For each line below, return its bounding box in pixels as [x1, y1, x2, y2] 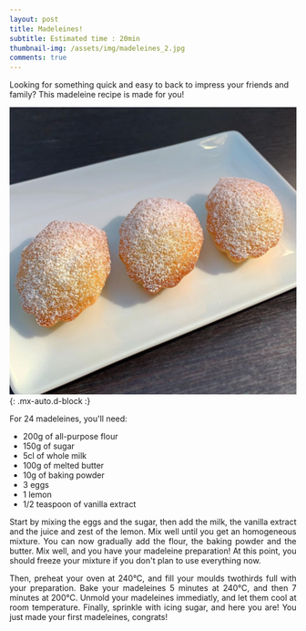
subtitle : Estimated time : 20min [9, 34, 141, 43]
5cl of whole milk [22, 450, 87, 461]
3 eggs [22, 480, 50, 491]
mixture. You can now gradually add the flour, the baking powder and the [9, 536, 297, 547]
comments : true [9, 53, 67, 63]
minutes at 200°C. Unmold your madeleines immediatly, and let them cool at [9, 593, 297, 604]
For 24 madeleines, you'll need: [9, 413, 127, 424]
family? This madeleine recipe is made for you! [9, 89, 185, 100]
